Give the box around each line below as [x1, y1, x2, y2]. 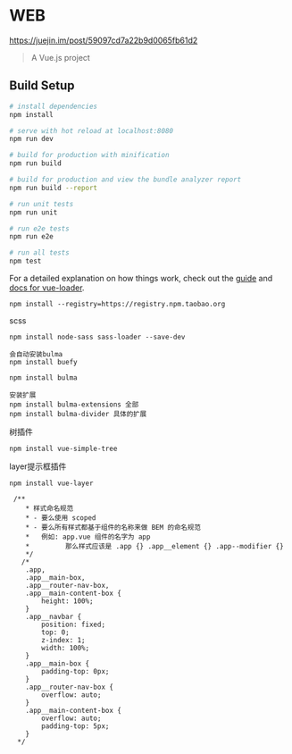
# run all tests [9, 248, 70, 257]
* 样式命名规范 [25, 504, 74, 513]
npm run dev [9, 135, 54, 144]
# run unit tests [9, 199, 74, 208]
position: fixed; [41, 620, 105, 629]
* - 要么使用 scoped [25, 514, 96, 523]
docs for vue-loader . [9, 282, 85, 293]
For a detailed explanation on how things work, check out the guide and [9, 273, 273, 283]
